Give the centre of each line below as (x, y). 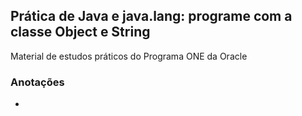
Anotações (37, 82)
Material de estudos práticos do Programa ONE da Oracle (129, 56)
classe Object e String (80, 32)
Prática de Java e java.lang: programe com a (151, 16)
